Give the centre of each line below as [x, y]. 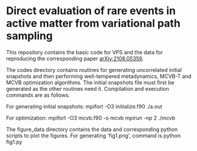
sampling [30, 36]
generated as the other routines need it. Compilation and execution [88, 88]
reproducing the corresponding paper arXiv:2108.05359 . [75, 58]
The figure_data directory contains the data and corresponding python [92, 129]
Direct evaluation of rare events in [91, 11]
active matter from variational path [93, 23]
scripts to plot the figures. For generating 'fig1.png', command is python [93, 135]
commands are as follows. [38, 95]
